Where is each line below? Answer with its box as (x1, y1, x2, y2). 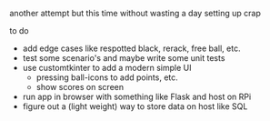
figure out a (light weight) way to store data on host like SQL (22, 101, 248, 112)
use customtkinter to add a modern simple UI (22, 63, 192, 73)
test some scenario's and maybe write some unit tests (22, 53, 225, 63)
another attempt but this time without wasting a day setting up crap (9, 8, 262, 18)
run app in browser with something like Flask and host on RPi (22, 91, 252, 102)
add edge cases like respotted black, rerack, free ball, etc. (22, 43, 241, 54)
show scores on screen (35, 82, 125, 92)
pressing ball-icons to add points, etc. (35, 72, 179, 83)
